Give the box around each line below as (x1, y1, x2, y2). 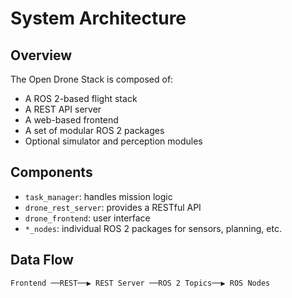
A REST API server (24, 103, 102, 115)
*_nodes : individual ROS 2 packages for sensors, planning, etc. (24, 222, 282, 234)
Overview (10, 47, 73, 64)
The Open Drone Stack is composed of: (10, 73, 174, 85)
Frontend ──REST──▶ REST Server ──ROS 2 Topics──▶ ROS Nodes (10, 278, 271, 288)
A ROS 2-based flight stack (24, 93, 138, 104)
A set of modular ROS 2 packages (24, 125, 165, 136)
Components (10, 164, 93, 181)
